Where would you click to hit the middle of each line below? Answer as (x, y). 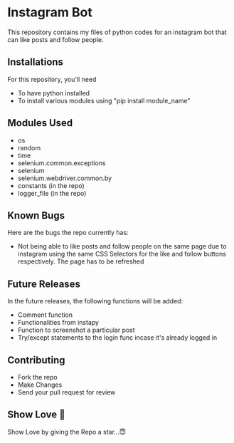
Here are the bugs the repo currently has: (68, 233)
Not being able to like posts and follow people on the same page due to (122, 246)
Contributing (36, 360)
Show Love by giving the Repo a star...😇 (67, 432)
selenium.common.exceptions (62, 163)
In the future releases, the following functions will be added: (95, 301)
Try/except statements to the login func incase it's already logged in (117, 338)
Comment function (45, 315)
